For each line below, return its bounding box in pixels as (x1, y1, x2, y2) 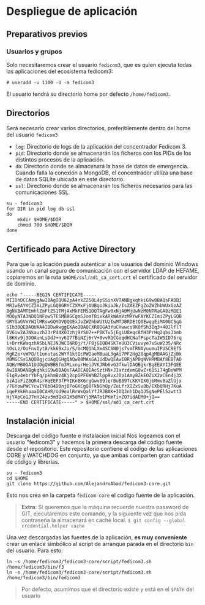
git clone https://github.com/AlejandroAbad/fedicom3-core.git (6, 481, 171, 487)
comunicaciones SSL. (15, 189, 70, 196)
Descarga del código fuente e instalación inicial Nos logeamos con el (6, 432, 181, 440)
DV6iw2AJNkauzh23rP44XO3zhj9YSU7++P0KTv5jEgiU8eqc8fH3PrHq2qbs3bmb (6, 329, 182, 335)
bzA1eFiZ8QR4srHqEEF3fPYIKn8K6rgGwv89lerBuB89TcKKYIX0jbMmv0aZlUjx (6, 378, 182, 384)
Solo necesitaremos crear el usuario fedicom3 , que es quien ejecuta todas (6, 61, 192, 68)
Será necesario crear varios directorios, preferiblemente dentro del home (6, 124, 191, 131)
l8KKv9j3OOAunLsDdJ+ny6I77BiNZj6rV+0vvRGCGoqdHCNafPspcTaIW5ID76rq (6, 335, 182, 341)
